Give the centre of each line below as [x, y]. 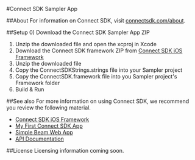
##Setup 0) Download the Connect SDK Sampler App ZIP [78, 32]
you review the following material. [49, 108]
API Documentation [39, 139]
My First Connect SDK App [49, 126]
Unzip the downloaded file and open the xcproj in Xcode [86, 44]
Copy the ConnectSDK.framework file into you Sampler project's [96, 76]
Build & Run [30, 89]
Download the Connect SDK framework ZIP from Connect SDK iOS [99, 50]
